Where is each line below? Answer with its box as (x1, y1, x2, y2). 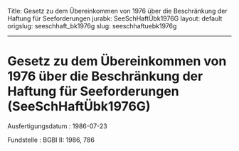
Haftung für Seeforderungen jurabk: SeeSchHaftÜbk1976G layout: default (7, 14, 223, 23)
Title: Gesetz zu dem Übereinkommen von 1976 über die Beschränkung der (7, 7, 228, 15)
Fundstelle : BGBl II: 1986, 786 (7, 135, 95, 144)
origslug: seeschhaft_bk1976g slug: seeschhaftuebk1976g (7, 22, 177, 30)
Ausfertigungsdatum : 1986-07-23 (7, 121, 108, 130)
